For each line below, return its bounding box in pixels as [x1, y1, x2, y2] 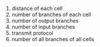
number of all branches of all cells [11, 36, 94, 42]
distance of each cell [11, 5, 63, 12]
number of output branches [11, 17, 79, 24]
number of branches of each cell [11, 11, 91, 18]
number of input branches [11, 23, 75, 30]
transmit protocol [11, 30, 54, 37]
